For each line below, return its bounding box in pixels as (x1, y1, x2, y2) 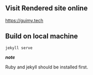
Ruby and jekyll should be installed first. (5, 64, 88, 70)
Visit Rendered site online (5, 4, 88, 13)
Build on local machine (5, 32, 78, 41)
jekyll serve (5, 45, 33, 50)
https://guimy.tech (5, 17, 44, 23)
